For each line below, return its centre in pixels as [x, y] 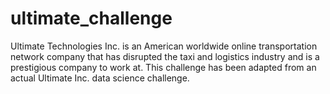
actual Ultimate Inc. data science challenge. [100, 78]
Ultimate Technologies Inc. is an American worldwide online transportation [164, 46]
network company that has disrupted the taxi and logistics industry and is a [165, 56]
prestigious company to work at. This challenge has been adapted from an [163, 67]
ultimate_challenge [91, 18]
